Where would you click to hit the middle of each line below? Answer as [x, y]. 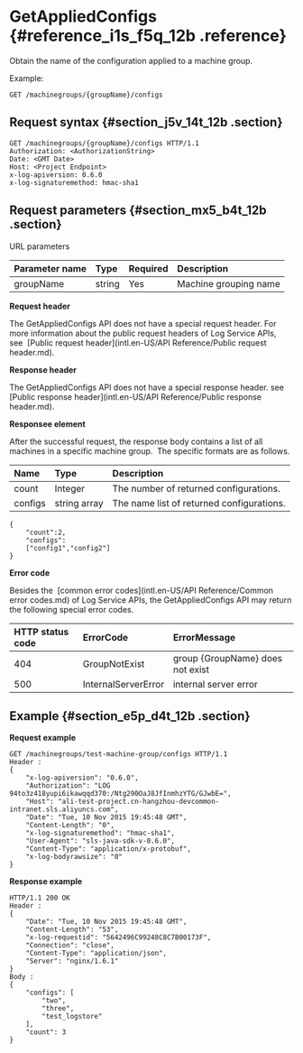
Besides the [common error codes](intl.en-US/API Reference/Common [141, 590]
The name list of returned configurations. [199, 503]
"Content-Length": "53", [72, 930]
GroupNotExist [114, 663]
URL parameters [40, 246]
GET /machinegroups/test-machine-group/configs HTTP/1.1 [119, 754]
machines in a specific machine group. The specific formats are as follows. [150, 451]
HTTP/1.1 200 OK [40, 898]
